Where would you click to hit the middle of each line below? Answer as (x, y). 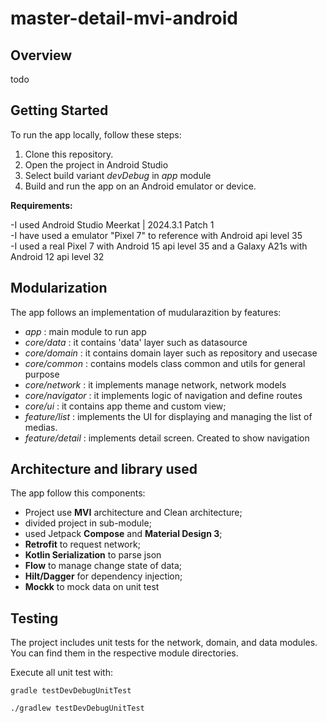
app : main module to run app (85, 331)
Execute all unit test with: (62, 673)
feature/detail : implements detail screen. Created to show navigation (167, 438)
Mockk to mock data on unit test (92, 587)
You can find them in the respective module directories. (124, 653)
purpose (42, 374)
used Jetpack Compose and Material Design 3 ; (123, 534)
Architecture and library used (104, 469)
